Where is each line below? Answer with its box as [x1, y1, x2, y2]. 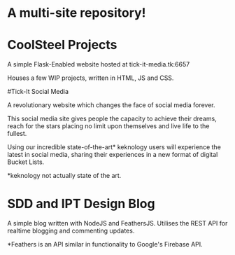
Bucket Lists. [7, 158, 45, 166]
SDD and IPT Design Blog [7, 196, 155, 212]
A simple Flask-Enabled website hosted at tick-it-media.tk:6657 [7, 60, 190, 69]
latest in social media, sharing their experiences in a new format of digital [7, 151, 218, 159]
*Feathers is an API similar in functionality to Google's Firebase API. [7, 240, 203, 249]
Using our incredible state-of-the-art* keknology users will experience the [7, 143, 222, 151]
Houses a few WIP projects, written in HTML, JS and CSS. [7, 74, 174, 82]
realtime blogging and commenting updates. [7, 226, 135, 235]
